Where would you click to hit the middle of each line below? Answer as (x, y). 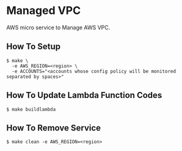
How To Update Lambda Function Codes (84, 95)
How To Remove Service (54, 128)
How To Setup (34, 47)
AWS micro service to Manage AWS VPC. (58, 27)
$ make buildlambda (31, 109)
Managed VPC (44, 11)
